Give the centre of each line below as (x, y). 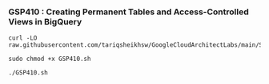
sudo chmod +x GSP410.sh (50, 59)
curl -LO (23, 38)
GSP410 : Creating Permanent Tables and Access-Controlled (129, 12)
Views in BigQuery (45, 21)
